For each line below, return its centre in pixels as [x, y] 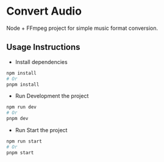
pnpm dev [17, 119]
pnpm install [23, 84]
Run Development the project [52, 96]
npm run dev [21, 107]
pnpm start [20, 153]
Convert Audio [44, 11]
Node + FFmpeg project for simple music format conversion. [82, 28]
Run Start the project [41, 130]
